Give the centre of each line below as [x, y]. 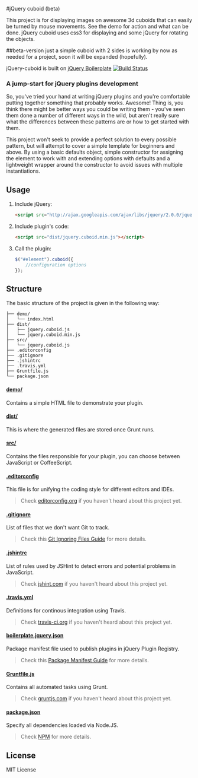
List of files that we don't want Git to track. [58, 528]
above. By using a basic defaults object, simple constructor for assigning [95, 152]
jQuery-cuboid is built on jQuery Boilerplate [59, 68]
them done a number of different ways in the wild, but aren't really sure [92, 116]
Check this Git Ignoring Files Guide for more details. [83, 539]
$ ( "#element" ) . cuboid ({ [44, 259]
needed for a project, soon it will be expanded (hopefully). [77, 57]
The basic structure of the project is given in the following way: [83, 303]
